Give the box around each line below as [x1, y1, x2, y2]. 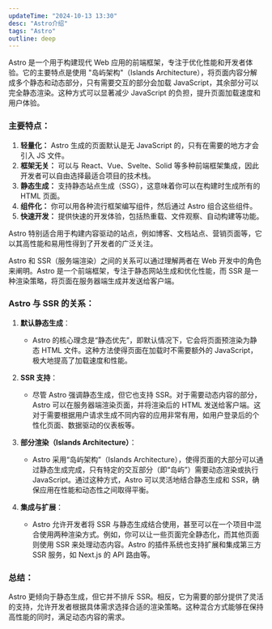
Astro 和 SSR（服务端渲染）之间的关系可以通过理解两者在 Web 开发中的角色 [8, 256, 261, 266]
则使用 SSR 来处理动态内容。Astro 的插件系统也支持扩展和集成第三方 [32, 539, 261, 549]
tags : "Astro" [8, 27, 57, 35]
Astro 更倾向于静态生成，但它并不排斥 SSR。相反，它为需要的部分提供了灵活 [8, 592, 264, 601]
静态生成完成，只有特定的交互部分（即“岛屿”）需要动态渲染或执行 [39, 465, 259, 474]
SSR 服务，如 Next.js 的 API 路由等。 [32, 550, 155, 559]
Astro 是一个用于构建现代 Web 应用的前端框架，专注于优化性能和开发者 [8, 57, 246, 67]
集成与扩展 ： [19, 502, 63, 512]
